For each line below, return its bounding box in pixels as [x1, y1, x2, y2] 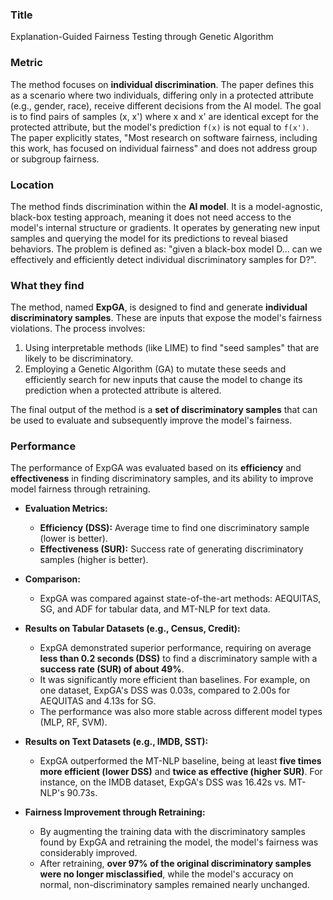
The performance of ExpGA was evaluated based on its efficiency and [10, 462, 302, 474]
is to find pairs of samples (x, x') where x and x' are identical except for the [10, 110, 320, 122]
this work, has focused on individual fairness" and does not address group [10, 142, 318, 154]
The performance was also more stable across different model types [39, 706, 323, 718]
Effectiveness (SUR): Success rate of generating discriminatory [39, 543, 304, 555]
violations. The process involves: [10, 323, 146, 335]
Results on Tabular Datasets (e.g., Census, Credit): [24, 623, 241, 635]
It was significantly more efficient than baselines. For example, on [39, 674, 311, 686]
